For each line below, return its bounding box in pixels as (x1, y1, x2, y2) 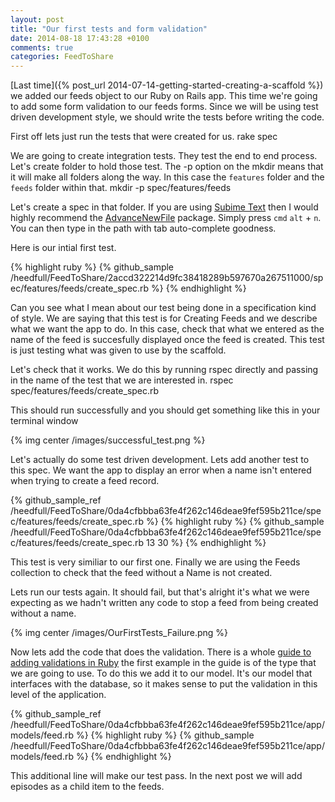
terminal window (10, 415, 79, 427)
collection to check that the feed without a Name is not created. (10, 567, 273, 579)
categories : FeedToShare (10, 52, 114, 62)
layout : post (10, 14, 65, 25)
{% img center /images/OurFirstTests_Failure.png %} (10, 627, 229, 639)
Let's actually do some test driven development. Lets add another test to (10, 454, 310, 466)
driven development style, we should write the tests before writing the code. (10, 111, 325, 123)
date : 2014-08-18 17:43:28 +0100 (10, 33, 150, 43)
